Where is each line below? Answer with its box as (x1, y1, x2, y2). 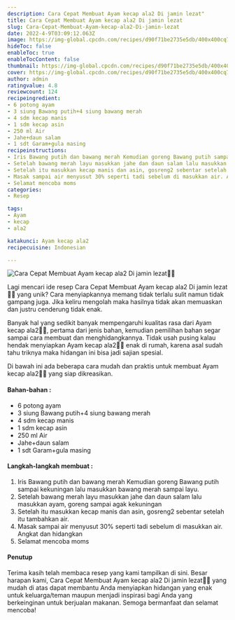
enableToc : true (7, 50, 55, 57)
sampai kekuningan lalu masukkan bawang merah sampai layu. (17, 485, 199, 493)
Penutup (7, 553, 33, 561)
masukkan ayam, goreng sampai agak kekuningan (17, 500, 162, 508)
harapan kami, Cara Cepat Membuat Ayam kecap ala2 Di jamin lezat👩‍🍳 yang (7, 576, 227, 584)
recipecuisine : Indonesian (7, 244, 86, 251)
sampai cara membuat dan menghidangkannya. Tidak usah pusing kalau (7, 333, 216, 342)
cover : (7, 69, 27, 76)
